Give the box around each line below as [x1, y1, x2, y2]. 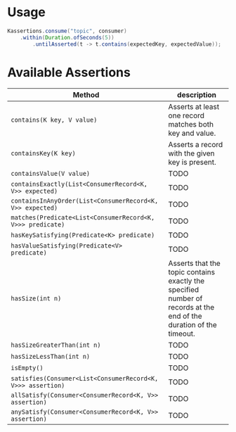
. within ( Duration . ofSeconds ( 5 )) [20, 34, 114, 41]
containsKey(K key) [11, 149, 76, 157]
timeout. [168, 329, 195, 338]
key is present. [168, 157, 216, 167]
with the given [168, 148, 216, 158]
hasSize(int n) [11, 294, 62, 303]
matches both [168, 119, 214, 129]
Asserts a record [168, 139, 223, 149]
